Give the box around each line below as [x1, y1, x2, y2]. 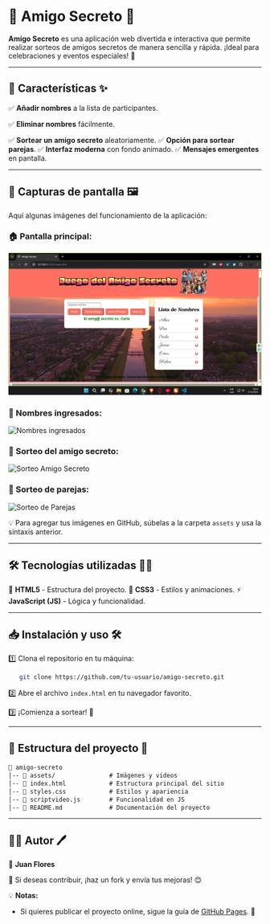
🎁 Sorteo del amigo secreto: [8, 446, 119, 457]
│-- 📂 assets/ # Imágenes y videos [8, 771, 178, 780]
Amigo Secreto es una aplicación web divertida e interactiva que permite [8, 34, 251, 43]
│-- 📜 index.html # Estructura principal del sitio [8, 779, 225, 788]
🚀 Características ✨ [8, 82, 108, 96]
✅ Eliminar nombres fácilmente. [8, 119, 115, 129]
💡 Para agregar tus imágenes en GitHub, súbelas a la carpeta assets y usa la [8, 517, 262, 527]
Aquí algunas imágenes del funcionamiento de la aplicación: [8, 211, 207, 220]
